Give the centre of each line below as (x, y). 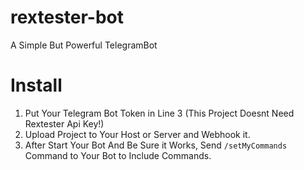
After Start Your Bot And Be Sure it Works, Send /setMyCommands (156, 145)
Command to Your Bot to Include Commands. (118, 155)
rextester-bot (67, 17)
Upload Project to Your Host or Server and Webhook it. (137, 134)
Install (36, 85)
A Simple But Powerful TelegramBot (84, 45)
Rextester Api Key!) (64, 123)
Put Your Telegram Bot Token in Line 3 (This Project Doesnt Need (159, 113)
